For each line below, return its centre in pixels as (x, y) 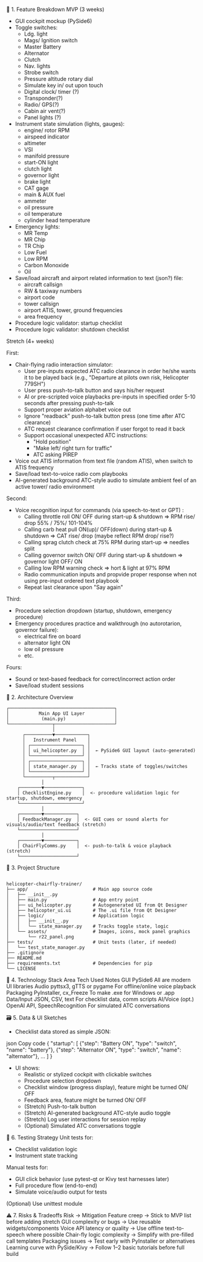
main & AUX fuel (44, 194)
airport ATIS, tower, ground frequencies (73, 310)
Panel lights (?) (43, 117)
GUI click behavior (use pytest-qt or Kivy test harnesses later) (92, 1179)
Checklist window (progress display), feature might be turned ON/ (106, 1087)
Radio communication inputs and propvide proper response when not (110, 574)
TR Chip (34, 246)
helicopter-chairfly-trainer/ (44, 884)
